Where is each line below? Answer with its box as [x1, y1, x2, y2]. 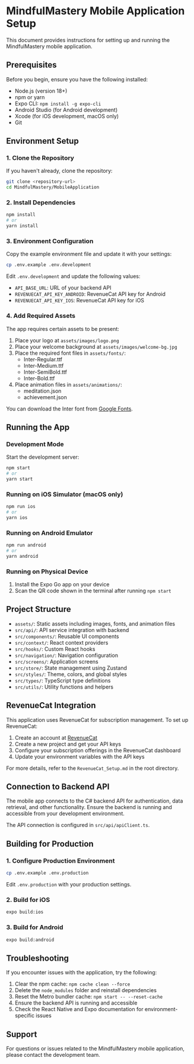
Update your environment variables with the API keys [14, 753, 145, 760]
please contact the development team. [6, 1052, 100, 1058]
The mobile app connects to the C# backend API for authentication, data [6, 797, 183, 804]
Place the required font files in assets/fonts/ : [14, 349, 126, 356]
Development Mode [6, 440, 64, 448]
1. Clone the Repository [6, 154, 74, 162]
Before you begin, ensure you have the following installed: [6, 75, 148, 83]
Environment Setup [6, 136, 79, 146]
